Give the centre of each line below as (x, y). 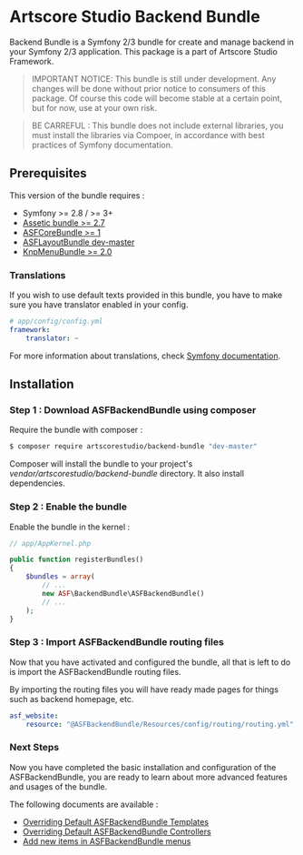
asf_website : (34, 716)
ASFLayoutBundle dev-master (78, 242)
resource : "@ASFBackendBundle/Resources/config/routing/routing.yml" (160, 724)
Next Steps (34, 748)
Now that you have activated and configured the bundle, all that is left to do (150, 662)
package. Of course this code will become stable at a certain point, (157, 98)
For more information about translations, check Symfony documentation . (145, 356)
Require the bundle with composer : (76, 430)
